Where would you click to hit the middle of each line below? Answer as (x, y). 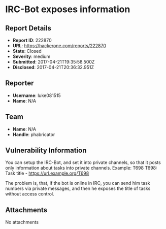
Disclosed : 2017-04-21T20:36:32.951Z (53, 67)
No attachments (22, 222)
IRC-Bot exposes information (68, 9)
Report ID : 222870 (32, 40)
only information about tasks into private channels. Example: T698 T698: (81, 168)
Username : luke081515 (37, 95)
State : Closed (27, 51)
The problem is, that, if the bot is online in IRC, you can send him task (78, 183)
